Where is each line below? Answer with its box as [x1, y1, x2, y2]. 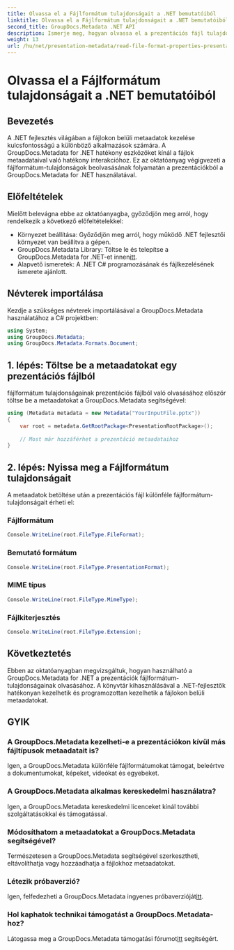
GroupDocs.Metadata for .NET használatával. [7, 171, 137, 179]
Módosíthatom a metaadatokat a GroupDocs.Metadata [7, 827, 196, 837]
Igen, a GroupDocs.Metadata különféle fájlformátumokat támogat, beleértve [7, 762, 225, 770]
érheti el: [49, 498, 75, 506]
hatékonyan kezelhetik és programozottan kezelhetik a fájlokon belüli [7, 688, 205, 697]
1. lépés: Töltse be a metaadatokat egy [7, 359, 178, 371]
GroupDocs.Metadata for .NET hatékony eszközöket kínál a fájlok [7, 149, 194, 157]
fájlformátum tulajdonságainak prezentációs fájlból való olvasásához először [7, 389, 226, 398]
